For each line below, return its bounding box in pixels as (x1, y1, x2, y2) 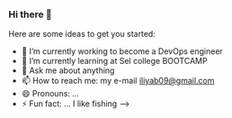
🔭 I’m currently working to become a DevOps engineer (21, 46, 224, 57)
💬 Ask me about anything (21, 65, 115, 76)
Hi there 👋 (8, 8, 53, 21)
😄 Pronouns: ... (21, 88, 80, 99)
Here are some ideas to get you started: (8, 29, 156, 40)
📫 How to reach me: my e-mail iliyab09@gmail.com (21, 76, 215, 86)
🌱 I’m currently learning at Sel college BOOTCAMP (21, 56, 208, 67)
